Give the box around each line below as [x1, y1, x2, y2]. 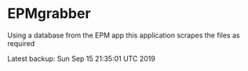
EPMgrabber [7, 5, 91, 23]
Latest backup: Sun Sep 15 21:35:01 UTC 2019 [7, 54, 156, 63]
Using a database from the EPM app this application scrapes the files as [7, 30, 240, 40]
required [7, 38, 35, 48]
